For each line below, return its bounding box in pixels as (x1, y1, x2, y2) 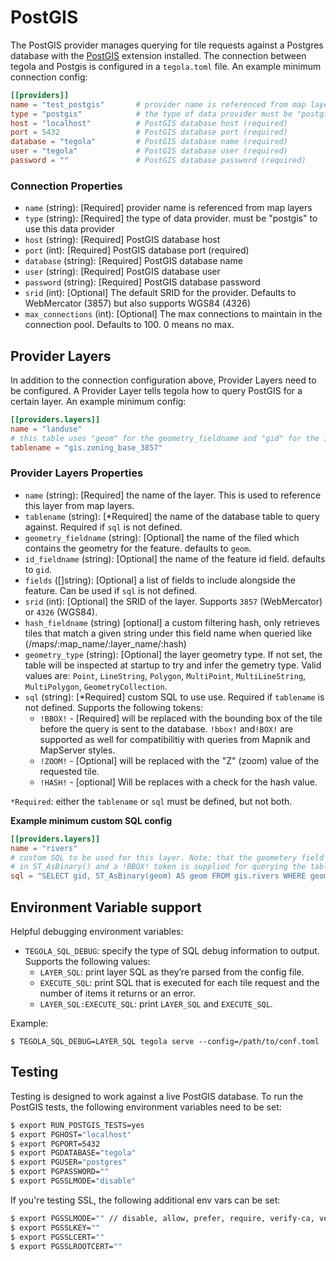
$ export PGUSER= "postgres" (10, 1157, 128, 1168)
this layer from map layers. (24, 499, 135, 511)
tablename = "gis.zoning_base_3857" (10, 442, 163, 453)
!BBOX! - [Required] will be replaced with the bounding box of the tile (39, 712, 323, 724)
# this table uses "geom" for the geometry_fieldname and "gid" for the (10, 433, 320, 443)
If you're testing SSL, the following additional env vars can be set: (10, 1194, 281, 1206)
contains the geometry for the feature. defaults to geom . (24, 542, 252, 554)
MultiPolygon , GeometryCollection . (24, 680, 168, 692)
